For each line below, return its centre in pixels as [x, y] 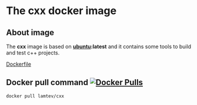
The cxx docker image [61, 11]
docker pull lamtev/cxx [35, 96]
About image [30, 33]
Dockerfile [19, 64]
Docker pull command [47, 82]
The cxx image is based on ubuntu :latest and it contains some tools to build [99, 46]
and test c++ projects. [33, 53]
